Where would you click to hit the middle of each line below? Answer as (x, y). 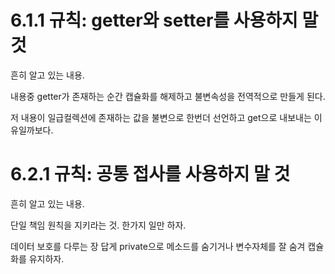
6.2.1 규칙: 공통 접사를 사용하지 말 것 (150, 174)
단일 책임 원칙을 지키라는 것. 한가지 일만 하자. (98, 225)
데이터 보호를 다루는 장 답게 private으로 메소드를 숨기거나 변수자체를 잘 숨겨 (158, 246)
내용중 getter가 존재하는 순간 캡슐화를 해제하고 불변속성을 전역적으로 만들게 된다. (168, 96)
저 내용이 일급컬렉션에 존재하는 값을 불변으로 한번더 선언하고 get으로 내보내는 (161, 117)
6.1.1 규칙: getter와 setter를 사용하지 (154, 20)
